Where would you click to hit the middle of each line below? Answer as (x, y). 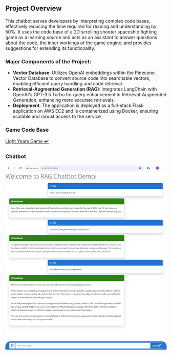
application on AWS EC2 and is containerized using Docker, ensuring (85, 111)
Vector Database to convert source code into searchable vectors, (82, 78)
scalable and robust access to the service (57, 117)
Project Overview (34, 8)
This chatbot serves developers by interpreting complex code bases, (78, 21)
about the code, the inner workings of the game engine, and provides (79, 43)
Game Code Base (27, 130)
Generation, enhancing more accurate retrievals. (64, 100)
